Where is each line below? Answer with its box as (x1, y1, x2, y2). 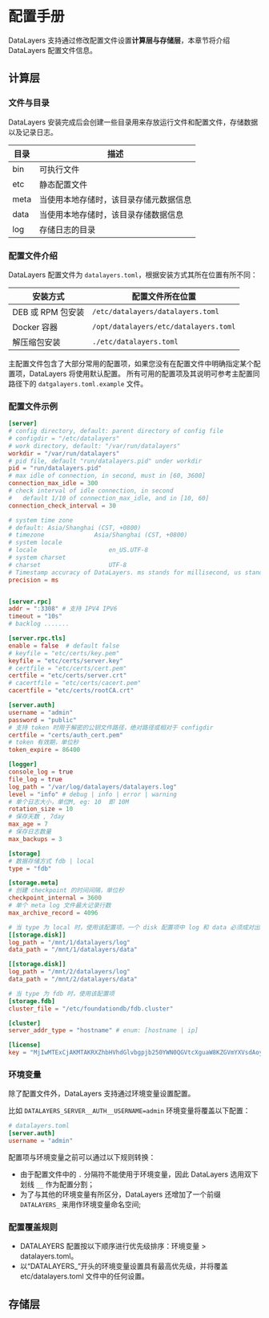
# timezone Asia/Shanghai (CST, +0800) (8, 531, 188, 539)
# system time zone (8, 516, 74, 524)
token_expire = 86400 (8, 746, 81, 754)
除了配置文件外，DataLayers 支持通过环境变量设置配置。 (8, 1089, 195, 1099)
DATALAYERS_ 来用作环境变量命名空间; (19, 1200, 142, 1210)
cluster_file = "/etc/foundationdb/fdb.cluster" (8, 1005, 174, 1013)
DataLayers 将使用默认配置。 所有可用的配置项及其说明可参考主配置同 (29, 369, 260, 378)
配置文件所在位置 (131, 291, 196, 302)
